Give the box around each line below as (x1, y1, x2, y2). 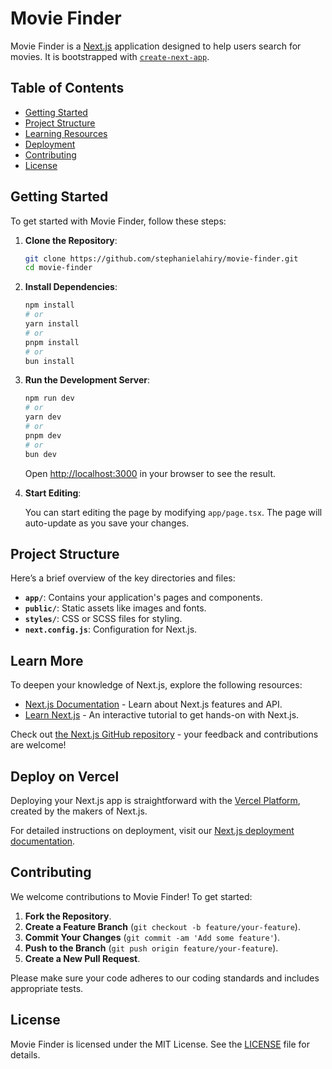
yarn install (24, 319, 80, 329)
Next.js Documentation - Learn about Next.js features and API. (24, 698, 283, 711)
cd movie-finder (24, 263, 93, 273)
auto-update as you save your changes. (24, 517, 190, 529)
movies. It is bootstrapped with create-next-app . (10, 50, 210, 62)
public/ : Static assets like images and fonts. (24, 602, 207, 614)
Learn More (10, 652, 84, 669)
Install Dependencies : (24, 281, 118, 293)
